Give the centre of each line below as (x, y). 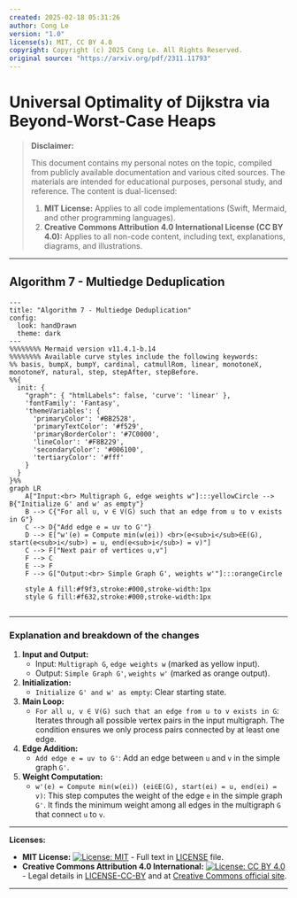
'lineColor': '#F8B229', (78, 442)
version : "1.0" (37, 34)
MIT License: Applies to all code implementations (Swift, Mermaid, (165, 208)
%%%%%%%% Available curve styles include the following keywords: (134, 356)
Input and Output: (55, 654)
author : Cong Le (39, 26)
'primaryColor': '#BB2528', (84, 418)
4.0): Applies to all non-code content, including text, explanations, (164, 236)
